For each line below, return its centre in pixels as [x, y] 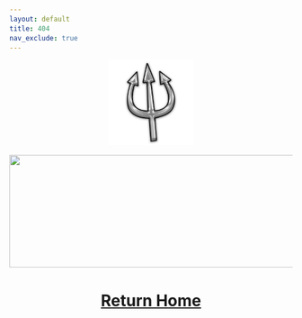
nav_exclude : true [44, 38]
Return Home [151, 300]
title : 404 [30, 28]
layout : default [40, 19]
